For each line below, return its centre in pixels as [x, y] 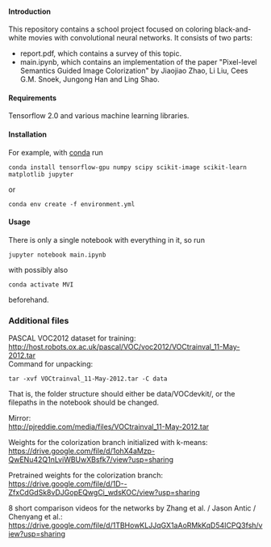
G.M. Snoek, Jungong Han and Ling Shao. [90, 79]
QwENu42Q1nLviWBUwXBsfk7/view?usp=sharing [91, 460]
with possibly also [38, 269]
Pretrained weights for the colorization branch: [86, 475]
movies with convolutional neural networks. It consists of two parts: [140, 38]
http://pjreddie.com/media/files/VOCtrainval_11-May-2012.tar [109, 427]
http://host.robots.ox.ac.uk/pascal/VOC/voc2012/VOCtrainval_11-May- [124, 347]
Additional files [39, 320]
